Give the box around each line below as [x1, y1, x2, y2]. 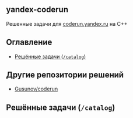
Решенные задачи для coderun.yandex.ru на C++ [6, 20, 128, 27]
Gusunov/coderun [14, 85, 58, 93]
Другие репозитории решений [6, 70, 124, 80]
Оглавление [6, 38, 52, 48]
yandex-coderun [6, 5, 69, 15]
